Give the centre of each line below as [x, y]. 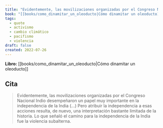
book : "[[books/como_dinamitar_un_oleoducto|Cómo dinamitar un [70, 14]
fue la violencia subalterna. [44, 121]
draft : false [18, 45]
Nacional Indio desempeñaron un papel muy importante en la [78, 101]
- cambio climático [29, 32]
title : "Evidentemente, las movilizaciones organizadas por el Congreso [80, 9]
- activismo [22, 28]
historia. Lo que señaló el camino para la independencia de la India [83, 116]
